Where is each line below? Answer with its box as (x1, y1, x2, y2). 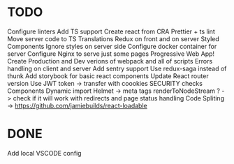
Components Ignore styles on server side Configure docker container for (7, 42, 217, 50)
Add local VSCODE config (7, 149, 82, 157)
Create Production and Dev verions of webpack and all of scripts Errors (7, 57, 213, 65)
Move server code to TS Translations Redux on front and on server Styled (7, 34, 220, 43)
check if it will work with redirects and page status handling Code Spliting (13, 94, 225, 102)
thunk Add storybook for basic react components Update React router (7, 71, 209, 80)
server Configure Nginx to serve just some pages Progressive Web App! (7, 50, 215, 58)
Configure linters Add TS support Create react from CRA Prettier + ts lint (7, 27, 215, 36)
